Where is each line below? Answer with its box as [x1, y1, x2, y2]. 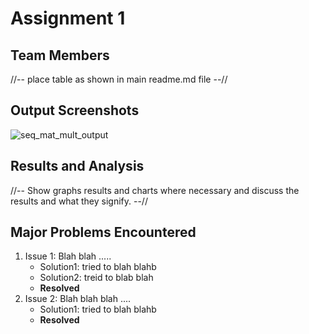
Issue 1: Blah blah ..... [24, 250, 112, 262]
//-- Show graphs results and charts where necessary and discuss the [10, 184, 300, 196]
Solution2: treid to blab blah [39, 272, 154, 284]
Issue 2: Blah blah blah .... [24, 293, 132, 305]
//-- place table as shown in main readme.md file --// [10, 73, 228, 85]
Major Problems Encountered [10, 224, 197, 241]
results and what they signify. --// [10, 195, 148, 207]
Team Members [10, 47, 110, 64]
